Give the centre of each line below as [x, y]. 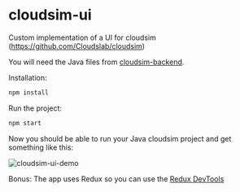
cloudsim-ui [50, 15]
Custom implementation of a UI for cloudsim [82, 37]
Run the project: [35, 108]
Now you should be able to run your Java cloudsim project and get [120, 138]
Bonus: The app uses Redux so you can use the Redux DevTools [116, 179]
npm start [25, 123]
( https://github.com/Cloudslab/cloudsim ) [76, 46]
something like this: [41, 147]
